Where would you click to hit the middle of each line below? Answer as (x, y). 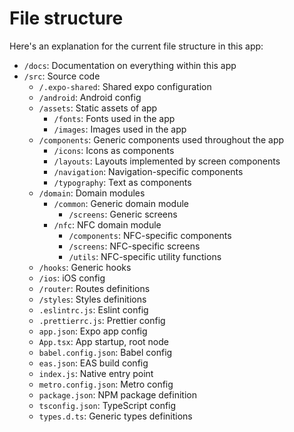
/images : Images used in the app (120, 129)
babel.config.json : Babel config (105, 352)
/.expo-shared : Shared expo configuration (125, 86)
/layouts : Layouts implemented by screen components (167, 161)
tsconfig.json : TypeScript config (107, 405)
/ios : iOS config (72, 278)
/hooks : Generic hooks (85, 267)
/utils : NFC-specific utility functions (145, 256)
